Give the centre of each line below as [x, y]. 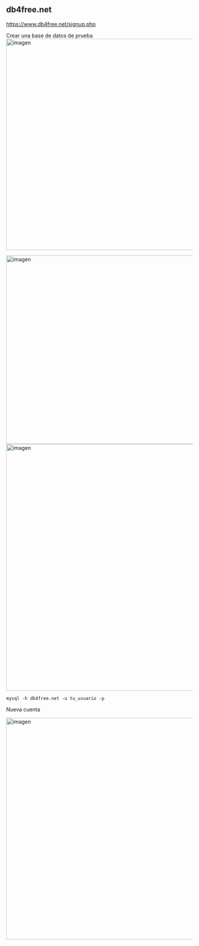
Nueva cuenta [23, 709]
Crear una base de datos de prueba [49, 36]
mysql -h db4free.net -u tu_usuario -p [55, 698]
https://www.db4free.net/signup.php [51, 24]
